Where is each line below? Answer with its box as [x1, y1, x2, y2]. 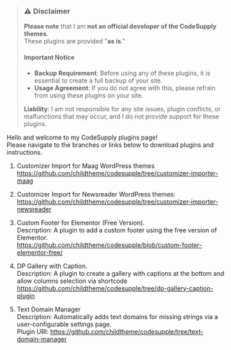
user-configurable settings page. [16, 320, 112, 328]
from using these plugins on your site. [34, 91, 144, 99]
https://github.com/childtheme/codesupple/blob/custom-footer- [16, 241, 202, 249]
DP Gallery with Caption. [16, 262, 88, 270]
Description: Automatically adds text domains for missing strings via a [16, 312, 218, 321]
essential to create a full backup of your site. [34, 76, 163, 85]
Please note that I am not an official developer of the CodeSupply [23, 22, 217, 31]
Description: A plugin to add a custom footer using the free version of [16, 225, 218, 234]
